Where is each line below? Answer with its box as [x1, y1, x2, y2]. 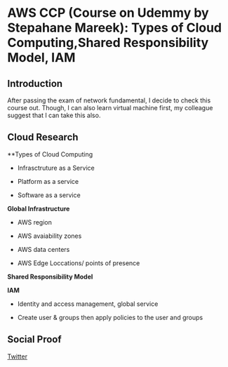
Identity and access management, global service [17, 300, 159, 308]
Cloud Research [7, 131, 79, 143]
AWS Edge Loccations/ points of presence [17, 258, 140, 267]
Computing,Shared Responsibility [7, 35, 209, 51]
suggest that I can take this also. [7, 111, 101, 119]
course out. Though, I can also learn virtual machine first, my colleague [7, 104, 213, 112]
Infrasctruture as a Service [17, 164, 95, 172]
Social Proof [7, 333, 62, 345]
